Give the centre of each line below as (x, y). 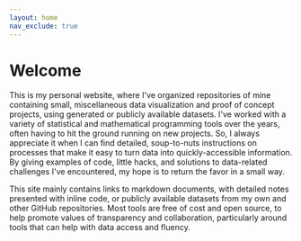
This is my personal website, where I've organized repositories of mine (140, 95)
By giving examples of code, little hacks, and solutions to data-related (138, 162)
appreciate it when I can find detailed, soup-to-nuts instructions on (133, 143)
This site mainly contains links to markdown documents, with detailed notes (149, 189)
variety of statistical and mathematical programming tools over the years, (145, 124)
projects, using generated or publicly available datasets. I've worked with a (148, 114)
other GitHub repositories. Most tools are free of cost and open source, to (146, 209)
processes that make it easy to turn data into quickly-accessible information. (151, 153)
